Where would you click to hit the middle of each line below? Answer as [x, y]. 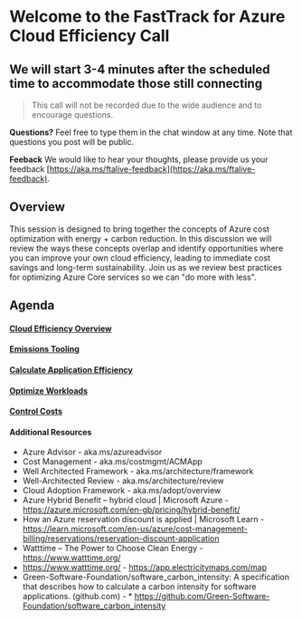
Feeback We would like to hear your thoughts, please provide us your [139, 159]
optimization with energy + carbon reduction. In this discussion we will [141, 238]
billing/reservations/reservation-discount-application [121, 539]
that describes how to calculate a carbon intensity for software [139, 587]
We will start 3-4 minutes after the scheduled [140, 69]
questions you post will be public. [71, 142]
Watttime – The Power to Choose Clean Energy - [113, 548]
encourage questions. [72, 114]
